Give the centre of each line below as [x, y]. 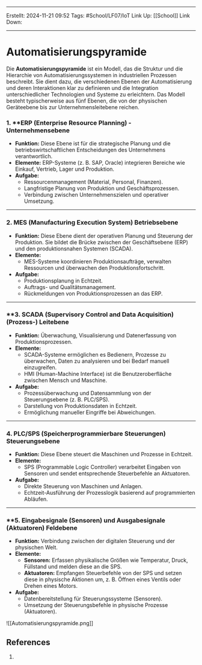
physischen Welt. [36, 547]
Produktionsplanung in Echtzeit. [63, 281]
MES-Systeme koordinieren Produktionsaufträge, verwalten [97, 261]
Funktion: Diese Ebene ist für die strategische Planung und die [93, 144]
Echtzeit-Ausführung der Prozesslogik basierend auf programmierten [109, 493]
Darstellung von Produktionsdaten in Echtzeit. [80, 406]
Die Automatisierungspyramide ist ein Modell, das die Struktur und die [95, 68]
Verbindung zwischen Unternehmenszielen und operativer [96, 195]
